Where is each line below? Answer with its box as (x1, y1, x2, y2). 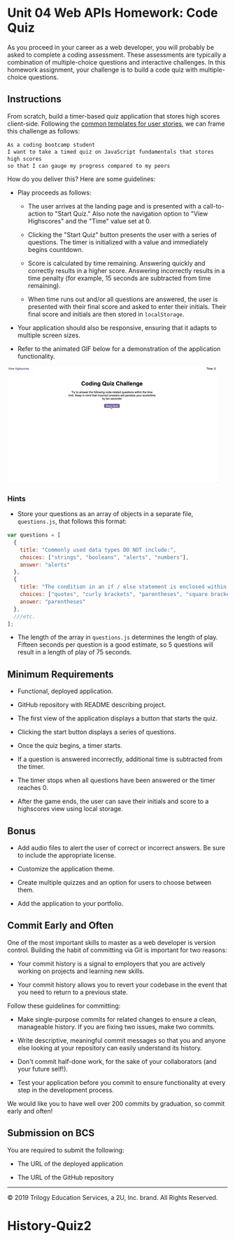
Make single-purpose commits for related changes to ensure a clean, (17, 1015, 217, 1023)
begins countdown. (27, 245, 84, 253)
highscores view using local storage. (17, 805, 124, 813)
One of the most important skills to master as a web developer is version (7, 938, 216, 947)
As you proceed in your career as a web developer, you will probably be (7, 43, 215, 51)
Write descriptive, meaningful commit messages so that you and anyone (17, 1036, 226, 1044)
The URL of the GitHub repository (17, 1173, 114, 1181)
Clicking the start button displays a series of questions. (17, 728, 176, 737)
